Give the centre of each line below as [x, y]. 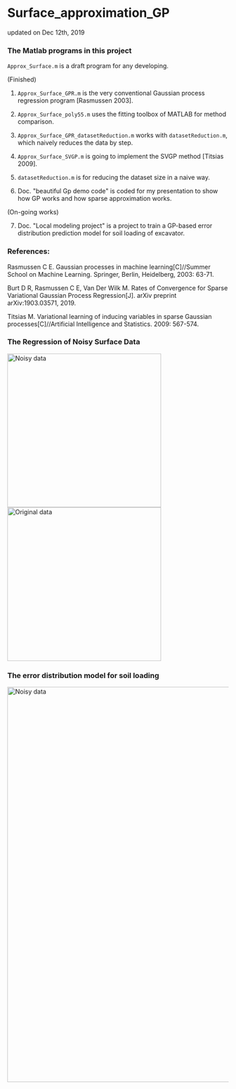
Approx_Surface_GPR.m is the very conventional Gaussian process [111, 93]
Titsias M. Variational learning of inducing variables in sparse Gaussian [110, 316]
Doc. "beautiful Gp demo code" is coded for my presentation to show [118, 191]
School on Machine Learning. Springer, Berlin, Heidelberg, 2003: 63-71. [111, 274]
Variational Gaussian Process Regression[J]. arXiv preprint [92, 295]
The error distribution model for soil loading [83, 675]
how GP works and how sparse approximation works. [94, 199]
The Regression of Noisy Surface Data [74, 342]
